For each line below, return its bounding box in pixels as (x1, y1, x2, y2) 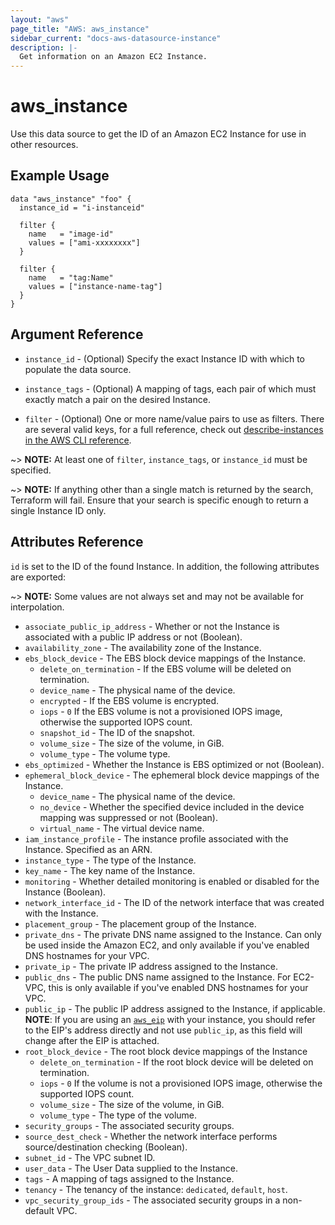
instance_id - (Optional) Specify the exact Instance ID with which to (24, 352, 306, 365)
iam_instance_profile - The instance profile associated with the (24, 832, 289, 845)
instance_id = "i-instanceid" (19, 202, 145, 213)
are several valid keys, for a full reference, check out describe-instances (24, 423, 324, 435)
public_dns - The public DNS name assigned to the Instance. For (24, 971, 292, 983)
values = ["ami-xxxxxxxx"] (28, 237, 141, 248)
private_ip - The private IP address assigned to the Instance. (24, 960, 278, 972)
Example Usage (10, 167, 110, 185)
